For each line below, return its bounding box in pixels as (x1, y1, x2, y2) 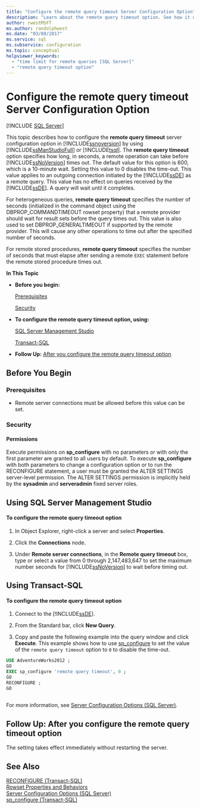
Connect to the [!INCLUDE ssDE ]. (14, 610, 95, 618)
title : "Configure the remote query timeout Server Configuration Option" (6, 8, 196, 15)
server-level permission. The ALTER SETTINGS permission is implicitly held (6, 474, 190, 481)
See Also (6, 761, 40, 771)
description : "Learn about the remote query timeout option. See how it (6, 14, 190, 20)
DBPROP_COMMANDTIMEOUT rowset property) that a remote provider (6, 209, 180, 216)
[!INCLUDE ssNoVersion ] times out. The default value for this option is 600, (6, 159, 189, 166)
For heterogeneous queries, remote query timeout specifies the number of (6, 196, 190, 203)
